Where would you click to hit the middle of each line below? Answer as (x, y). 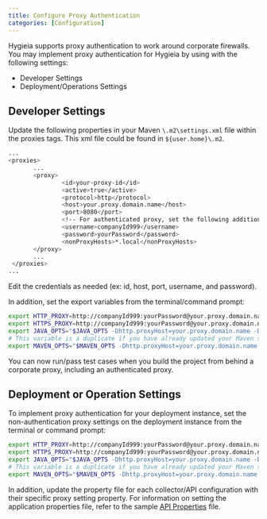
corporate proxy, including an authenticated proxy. (91, 369)
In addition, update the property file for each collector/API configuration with (133, 490)
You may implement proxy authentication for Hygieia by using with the (123, 54)
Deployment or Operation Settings (95, 394)
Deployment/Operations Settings (73, 86)
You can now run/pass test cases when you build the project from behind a (131, 361)
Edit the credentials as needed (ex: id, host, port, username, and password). (132, 286)
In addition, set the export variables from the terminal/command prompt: (126, 302)
